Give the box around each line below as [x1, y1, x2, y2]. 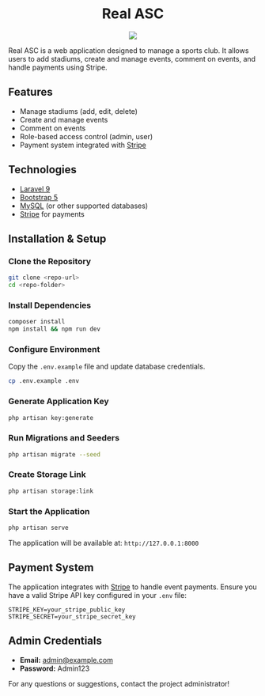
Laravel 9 [19, 183, 51, 194]
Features [8, 85, 53, 99]
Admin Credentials [8, 634, 103, 648]
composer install [8, 318, 66, 326]
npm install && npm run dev [8, 325, 101, 333]
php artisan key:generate [8, 414, 93, 422]
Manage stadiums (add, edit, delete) [19, 106, 138, 115]
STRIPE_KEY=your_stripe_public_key [8, 606, 126, 614]
